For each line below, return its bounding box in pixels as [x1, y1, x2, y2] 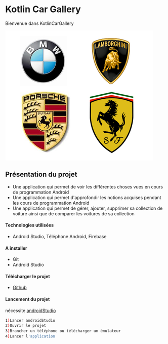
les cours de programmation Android [12, 200, 90, 206]
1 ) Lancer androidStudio [5, 318, 56, 323]
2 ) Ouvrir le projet [5, 323, 47, 328]
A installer [5, 245, 28, 251]
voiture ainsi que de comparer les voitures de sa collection [12, 210, 135, 216]
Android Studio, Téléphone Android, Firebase [12, 233, 107, 239]
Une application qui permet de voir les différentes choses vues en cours [12, 183, 163, 189]
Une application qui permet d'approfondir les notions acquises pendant [12, 194, 161, 201]
